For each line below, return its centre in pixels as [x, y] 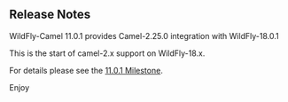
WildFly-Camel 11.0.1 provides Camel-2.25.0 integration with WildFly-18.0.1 [144, 35]
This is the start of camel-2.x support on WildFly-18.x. [107, 53]
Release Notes [50, 15]
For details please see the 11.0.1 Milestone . [86, 70]
